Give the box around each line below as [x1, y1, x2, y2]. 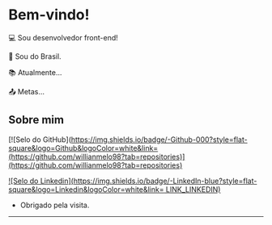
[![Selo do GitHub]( [8, 135, 71, 144]
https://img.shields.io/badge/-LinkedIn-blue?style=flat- [73, 176, 257, 185]
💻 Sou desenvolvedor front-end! [8, 32, 119, 42]
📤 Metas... [8, 86, 45, 96]
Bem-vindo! [8, 6, 90, 24]
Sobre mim [8, 113, 65, 127]
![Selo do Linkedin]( [8, 176, 74, 185]
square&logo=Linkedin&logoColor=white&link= [8, 184, 164, 194]
